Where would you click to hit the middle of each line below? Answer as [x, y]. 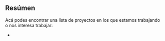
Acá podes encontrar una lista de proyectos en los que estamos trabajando [83, 20]
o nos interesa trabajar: [29, 25]
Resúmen [20, 8]
